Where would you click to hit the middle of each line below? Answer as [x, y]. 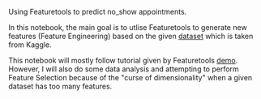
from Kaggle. [30, 45]
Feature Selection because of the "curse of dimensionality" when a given [130, 77]
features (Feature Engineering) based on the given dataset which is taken [131, 36]
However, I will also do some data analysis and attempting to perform [124, 69]
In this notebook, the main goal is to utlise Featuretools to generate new [128, 27]
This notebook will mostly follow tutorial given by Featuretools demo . [123, 60]
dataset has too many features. [60, 86]
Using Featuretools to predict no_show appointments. [98, 12]
